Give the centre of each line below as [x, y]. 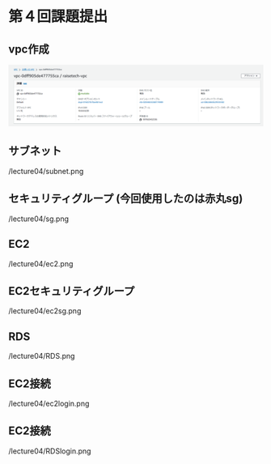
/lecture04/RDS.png [42, 356]
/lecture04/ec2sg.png [45, 311]
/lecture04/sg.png [39, 219]
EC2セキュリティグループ [72, 291]
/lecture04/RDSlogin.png [50, 451]
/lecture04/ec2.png [41, 263]
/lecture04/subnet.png [46, 171]
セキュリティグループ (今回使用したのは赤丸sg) [126, 199]
